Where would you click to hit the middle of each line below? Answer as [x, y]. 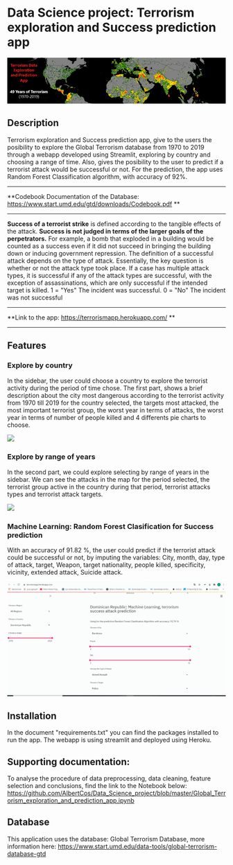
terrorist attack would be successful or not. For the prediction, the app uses [115, 169]
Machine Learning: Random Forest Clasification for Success [110, 526]
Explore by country [40, 365]
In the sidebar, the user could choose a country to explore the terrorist [107, 381]
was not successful [35, 297]
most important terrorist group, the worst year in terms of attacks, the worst [115, 410]
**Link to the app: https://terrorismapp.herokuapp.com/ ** [91, 317]
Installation [32, 716]
